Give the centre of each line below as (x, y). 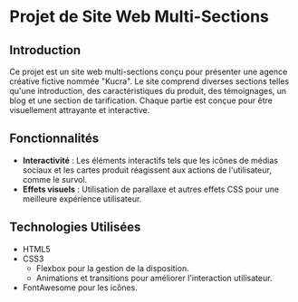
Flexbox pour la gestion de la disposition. (112, 268)
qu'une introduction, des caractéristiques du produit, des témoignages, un (148, 91)
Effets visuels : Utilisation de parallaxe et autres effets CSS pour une (150, 189)
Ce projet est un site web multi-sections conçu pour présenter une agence (149, 71)
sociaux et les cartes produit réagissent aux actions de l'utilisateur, (147, 170)
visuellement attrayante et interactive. (80, 110)
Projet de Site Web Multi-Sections (139, 17)
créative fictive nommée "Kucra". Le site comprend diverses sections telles (149, 81)
